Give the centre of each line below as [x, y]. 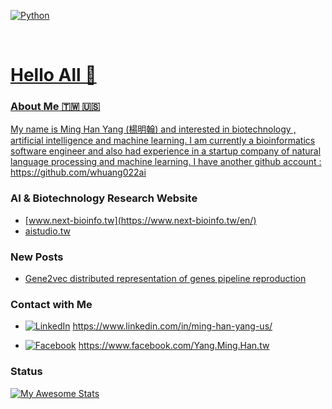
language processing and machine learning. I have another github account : [166, 162]
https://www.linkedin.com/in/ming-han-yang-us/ [172, 326]
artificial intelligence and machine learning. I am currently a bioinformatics [163, 141]
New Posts [37, 257]
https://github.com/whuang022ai [78, 172]
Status [26, 372]
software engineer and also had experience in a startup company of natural [166, 151]
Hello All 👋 [53, 75]
